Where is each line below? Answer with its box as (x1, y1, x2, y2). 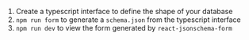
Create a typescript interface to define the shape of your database (15, 7, 233, 16)
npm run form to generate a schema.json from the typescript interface (15, 15, 242, 24)
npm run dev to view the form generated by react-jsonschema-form (15, 24, 232, 32)
